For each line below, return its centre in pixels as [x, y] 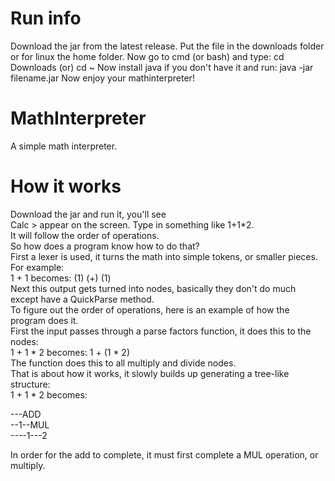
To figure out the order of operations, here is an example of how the [150, 309]
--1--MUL [30, 424]
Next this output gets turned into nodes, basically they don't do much [153, 288]
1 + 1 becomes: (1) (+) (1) [61, 278]
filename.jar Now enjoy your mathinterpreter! [102, 78]
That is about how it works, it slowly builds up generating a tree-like [150, 373]
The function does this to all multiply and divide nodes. [123, 363]
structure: [30, 384]
